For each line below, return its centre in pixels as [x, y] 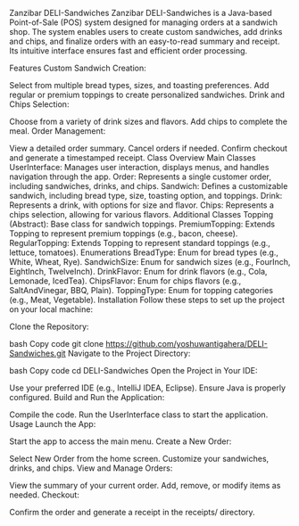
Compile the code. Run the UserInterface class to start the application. [139, 415]
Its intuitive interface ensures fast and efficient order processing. [129, 51]
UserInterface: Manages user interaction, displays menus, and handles [139, 167]
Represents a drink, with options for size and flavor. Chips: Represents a [142, 205]
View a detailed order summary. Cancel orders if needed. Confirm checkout [149, 148]
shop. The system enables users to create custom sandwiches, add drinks [146, 32]
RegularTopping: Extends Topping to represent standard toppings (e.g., [140, 243]
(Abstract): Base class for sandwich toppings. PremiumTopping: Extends [142, 224]
